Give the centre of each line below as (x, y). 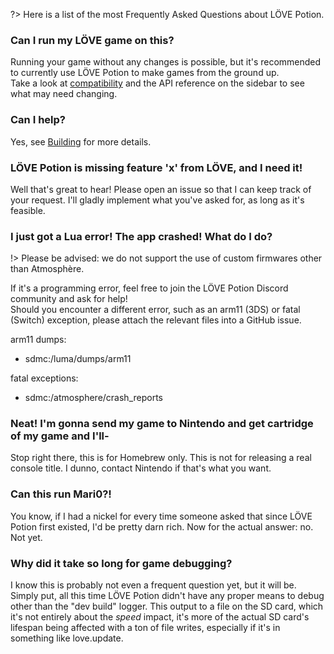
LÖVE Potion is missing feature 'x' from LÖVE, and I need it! (156, 167)
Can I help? (38, 120)
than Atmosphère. (47, 269)
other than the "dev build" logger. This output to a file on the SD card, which (167, 606)
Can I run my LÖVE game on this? (92, 40)
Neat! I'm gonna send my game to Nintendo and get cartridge (162, 424)
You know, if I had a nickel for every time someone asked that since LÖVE (161, 516)
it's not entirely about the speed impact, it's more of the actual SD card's (160, 617)
